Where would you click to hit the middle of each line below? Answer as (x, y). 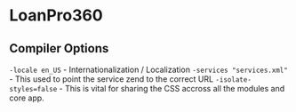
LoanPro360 (56, 16)
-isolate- (233, 80)
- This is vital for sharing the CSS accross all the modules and (172, 88)
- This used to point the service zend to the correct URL (112, 79)
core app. (27, 98)
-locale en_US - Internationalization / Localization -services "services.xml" (149, 69)
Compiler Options (59, 48)
